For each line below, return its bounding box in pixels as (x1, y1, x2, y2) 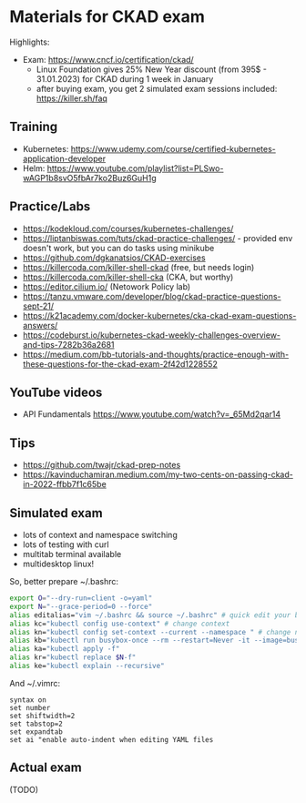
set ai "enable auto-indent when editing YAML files (9, 735, 214, 744)
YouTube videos (9, 384, 103, 400)
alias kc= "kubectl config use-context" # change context (9, 619, 230, 628)
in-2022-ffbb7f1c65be (22, 479, 107, 490)
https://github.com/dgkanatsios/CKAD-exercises (22, 252, 207, 263)
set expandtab (9, 727, 64, 737)
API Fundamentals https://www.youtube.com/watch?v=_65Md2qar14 (22, 409, 280, 420)
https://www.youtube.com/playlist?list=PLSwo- (46, 162, 224, 174)
